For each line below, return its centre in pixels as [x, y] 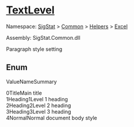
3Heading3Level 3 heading [39, 111]
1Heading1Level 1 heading [37, 99]
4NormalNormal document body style [52, 118]
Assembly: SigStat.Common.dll [43, 37]
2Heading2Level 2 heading [39, 105]
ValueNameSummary [32, 81]
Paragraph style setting [34, 49]
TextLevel [30, 10]
